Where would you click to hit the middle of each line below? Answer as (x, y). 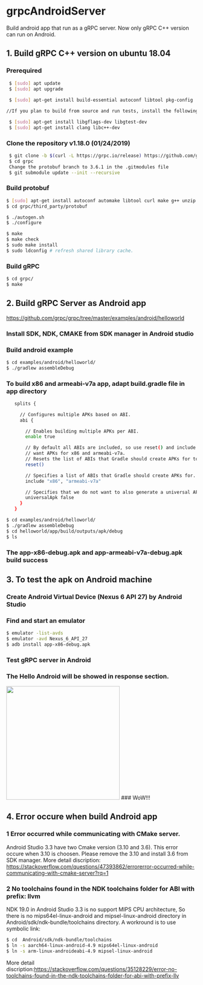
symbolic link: (23, 929)
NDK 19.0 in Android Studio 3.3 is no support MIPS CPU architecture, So (96, 909)
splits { (25, 403)
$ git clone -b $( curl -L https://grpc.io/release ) (75, 156)
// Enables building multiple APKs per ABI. (82, 431)
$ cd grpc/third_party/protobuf (47, 206)
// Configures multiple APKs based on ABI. (75, 414)
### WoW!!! (136, 797)
